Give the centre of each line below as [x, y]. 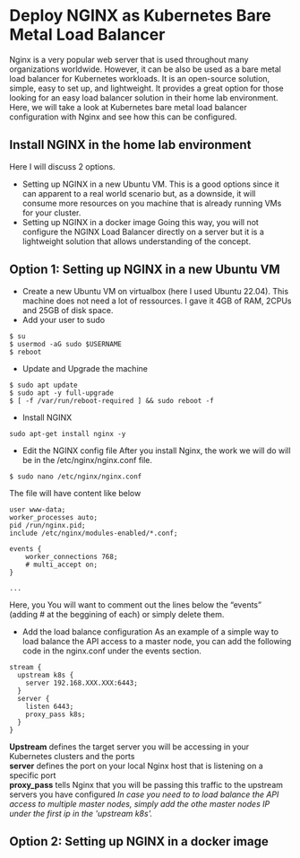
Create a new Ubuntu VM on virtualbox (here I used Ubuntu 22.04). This [155, 291]
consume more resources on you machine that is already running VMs [152, 203]
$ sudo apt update [43, 385]
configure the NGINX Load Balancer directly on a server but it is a [143, 232]
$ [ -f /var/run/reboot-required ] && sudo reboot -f [112, 400]
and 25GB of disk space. [68, 310]
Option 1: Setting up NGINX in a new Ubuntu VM [145, 270]
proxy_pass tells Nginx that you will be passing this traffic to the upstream [146, 784]
